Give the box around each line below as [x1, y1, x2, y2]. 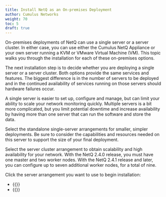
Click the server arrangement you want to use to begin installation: [5, 172, 141, 178]
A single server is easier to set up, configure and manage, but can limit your [5, 95, 160, 102]
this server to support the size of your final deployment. [5, 137, 119, 143]
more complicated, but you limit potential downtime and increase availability [5, 106, 160, 112]
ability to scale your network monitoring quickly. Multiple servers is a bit [5, 101, 152, 107]
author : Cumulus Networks [5, 12, 58, 17]
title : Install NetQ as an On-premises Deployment [5, 7, 112, 12]
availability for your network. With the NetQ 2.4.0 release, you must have [5, 152, 154, 158]
